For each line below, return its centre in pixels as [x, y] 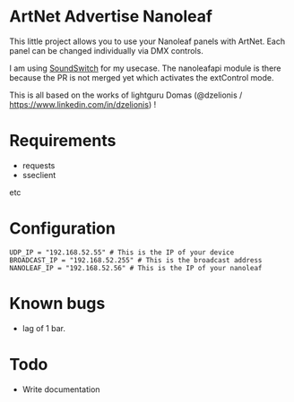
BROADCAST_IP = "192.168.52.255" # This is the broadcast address [136, 260]
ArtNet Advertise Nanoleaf [111, 17]
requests [39, 165]
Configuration [63, 229]
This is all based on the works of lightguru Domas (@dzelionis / [126, 95]
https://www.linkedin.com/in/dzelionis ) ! [83, 104]
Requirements [63, 141]
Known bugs [57, 304]
